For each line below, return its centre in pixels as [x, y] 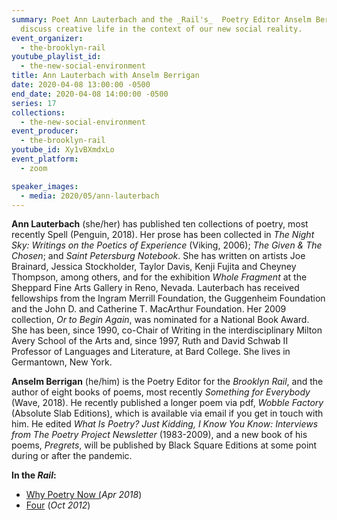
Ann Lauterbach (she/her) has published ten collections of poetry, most [160, 224]
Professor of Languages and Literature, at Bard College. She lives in [151, 352]
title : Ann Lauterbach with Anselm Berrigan [105, 76]
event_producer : [45, 131]
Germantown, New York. [62, 362]
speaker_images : [45, 186]
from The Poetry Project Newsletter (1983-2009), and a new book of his [159, 435]
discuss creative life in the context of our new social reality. [161, 29]
